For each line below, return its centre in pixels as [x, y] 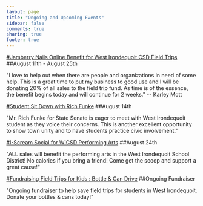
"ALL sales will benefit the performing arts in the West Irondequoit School [98, 154]
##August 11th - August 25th [42, 63]
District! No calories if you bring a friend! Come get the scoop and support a [101, 160]
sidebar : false [25, 23]
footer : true [23, 40]
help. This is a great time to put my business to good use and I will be [93, 82]
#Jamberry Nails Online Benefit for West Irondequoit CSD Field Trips [92, 57]
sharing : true [24, 34]
